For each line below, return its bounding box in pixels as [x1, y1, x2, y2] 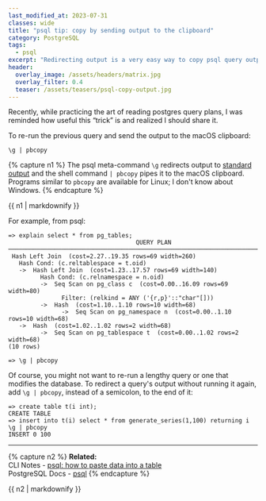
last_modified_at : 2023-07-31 [8, 11, 108, 20]
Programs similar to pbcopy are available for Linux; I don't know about [8, 177, 234, 187]
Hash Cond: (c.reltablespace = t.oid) [18, 260, 147, 268]
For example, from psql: [8, 216, 85, 226]
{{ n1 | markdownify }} [8, 201, 80, 210]
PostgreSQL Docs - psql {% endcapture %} [8, 469, 150, 479]
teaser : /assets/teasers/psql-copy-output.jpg [15, 85, 172, 94]
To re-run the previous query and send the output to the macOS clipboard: [8, 131, 251, 141]
